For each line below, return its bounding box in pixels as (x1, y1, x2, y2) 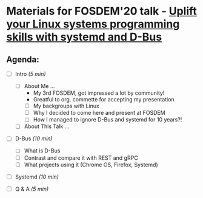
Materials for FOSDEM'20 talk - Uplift (6, 4, 197, 18)
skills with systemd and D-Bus (6, 30, 162, 44)
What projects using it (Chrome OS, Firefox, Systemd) (24, 161, 159, 168)
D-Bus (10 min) (15, 135, 53, 142)
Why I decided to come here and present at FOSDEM (33, 109, 165, 117)
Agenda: (6, 54, 39, 64)
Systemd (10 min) (15, 173, 59, 180)
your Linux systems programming (6, 17, 180, 31)
